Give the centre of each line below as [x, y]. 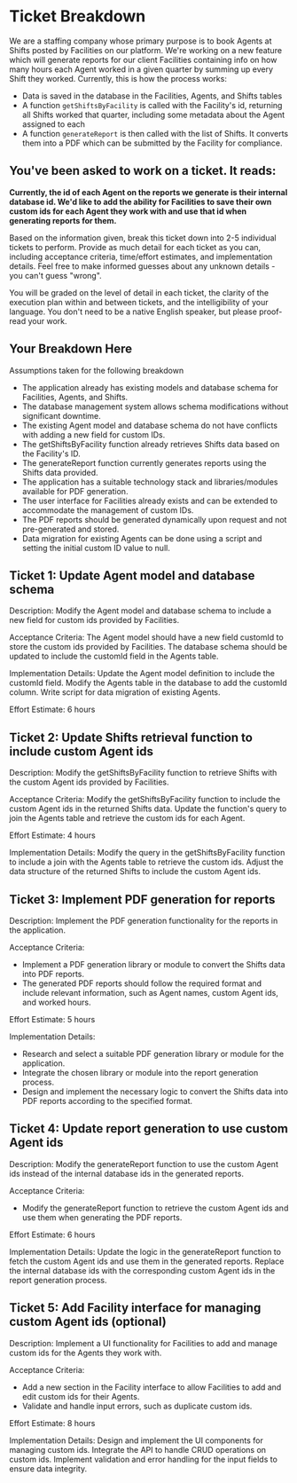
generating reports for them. [63, 220]
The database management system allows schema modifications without [155, 406]
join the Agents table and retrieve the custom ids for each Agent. [127, 818]
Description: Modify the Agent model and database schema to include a [141, 611]
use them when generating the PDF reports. [102, 1217]
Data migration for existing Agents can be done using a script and [142, 538]
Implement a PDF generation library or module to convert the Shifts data [153, 964]
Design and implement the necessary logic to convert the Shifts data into [155, 1092]
